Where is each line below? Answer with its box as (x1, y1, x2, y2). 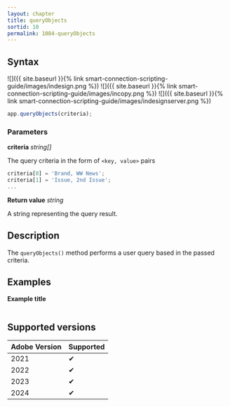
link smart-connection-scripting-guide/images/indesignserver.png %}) (7, 97, 212, 105)
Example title (7, 295, 46, 303)
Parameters (7, 127, 48, 137)
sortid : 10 (7, 23, 39, 30)
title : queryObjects (7, 17, 68, 24)
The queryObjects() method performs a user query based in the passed (7, 248, 215, 257)
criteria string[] (7, 143, 52, 152)
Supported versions (7, 321, 96, 333)
